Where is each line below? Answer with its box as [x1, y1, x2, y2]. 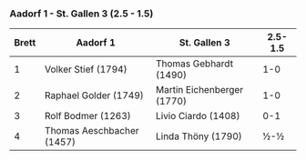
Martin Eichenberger [155, 84, 244, 96]
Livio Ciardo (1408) [155, 110, 240, 123]
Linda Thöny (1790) [155, 130, 243, 143]
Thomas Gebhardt [155, 57, 234, 70]
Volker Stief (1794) [44, 63, 127, 75]
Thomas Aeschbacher [44, 125, 139, 137]
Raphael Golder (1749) [44, 89, 144, 102]
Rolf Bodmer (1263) [44, 110, 132, 123]
